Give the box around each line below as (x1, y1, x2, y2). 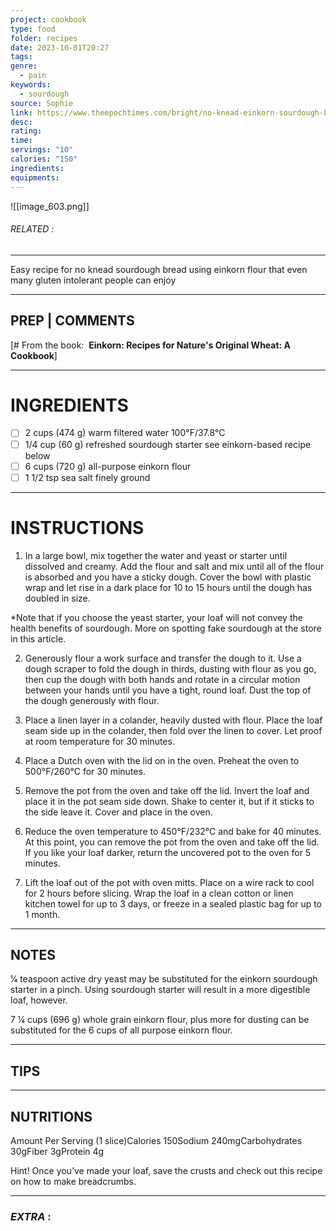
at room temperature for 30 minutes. (24, 735, 175, 747)
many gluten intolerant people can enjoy (10, 274, 177, 286)
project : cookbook (10, 14, 87, 25)
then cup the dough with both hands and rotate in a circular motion (24, 673, 301, 685)
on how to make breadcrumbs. (10, 1176, 137, 1188)
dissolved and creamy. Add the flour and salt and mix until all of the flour (24, 560, 325, 572)
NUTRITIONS (10, 1108, 93, 1125)
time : (10, 136, 33, 146)
